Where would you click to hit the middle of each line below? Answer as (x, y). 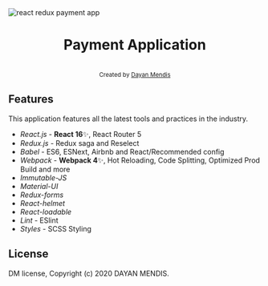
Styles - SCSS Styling (56, 228)
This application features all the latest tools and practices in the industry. (128, 119)
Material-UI (39, 186)
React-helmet (43, 203)
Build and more (45, 169)
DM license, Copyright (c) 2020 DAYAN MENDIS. (89, 273)
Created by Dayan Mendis (135, 75)
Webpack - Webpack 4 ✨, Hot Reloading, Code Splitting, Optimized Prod (140, 160)
